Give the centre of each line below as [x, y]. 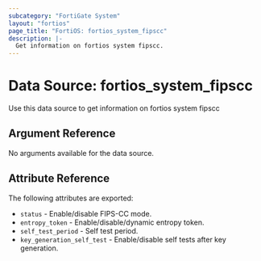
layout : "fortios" [39, 23]
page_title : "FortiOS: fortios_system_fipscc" [88, 31]
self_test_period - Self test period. [79, 230]
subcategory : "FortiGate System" [64, 16]
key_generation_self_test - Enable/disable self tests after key [123, 239]
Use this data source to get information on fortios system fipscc [114, 108]
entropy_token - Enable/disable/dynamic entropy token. [112, 222]
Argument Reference [62, 134]
